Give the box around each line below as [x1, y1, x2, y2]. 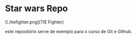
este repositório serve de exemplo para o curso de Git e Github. [5, 28, 133, 34]
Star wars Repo [5, 3, 68, 14]
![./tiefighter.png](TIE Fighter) [5, 19, 64, 25]
